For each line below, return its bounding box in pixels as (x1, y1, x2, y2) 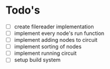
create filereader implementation (14, 23, 94, 30)
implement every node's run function (14, 30, 105, 37)
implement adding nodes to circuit (14, 37, 98, 44)
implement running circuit (14, 50, 77, 57)
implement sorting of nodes (14, 43, 82, 50)
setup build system (14, 57, 61, 64)
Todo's (5, 4, 40, 17)
